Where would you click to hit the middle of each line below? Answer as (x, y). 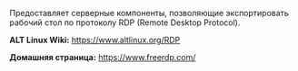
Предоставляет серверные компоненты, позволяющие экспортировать (149, 13)
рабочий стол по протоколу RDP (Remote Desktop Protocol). (125, 22)
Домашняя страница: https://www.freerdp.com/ (103, 57)
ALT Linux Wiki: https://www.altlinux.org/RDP (95, 40)
